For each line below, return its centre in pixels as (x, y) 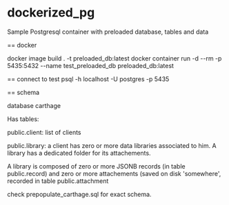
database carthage (34, 105)
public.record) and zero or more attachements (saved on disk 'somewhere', (114, 173)
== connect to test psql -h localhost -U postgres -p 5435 (88, 79)
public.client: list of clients (44, 132)
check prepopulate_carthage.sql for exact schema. (79, 194)
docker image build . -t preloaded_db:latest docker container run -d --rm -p (114, 58)
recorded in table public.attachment (58, 181)
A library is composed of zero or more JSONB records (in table (96, 166)
